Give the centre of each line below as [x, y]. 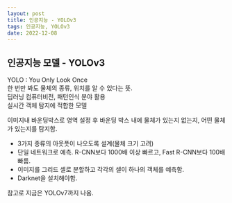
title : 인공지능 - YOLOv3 [42, 20]
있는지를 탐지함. [36, 129]
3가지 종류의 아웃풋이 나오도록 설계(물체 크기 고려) [85, 143]
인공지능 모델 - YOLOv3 [56, 63]
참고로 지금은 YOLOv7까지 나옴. [50, 193]
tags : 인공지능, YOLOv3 [39, 26]
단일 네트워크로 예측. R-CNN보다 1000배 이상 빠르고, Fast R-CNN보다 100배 [121, 152]
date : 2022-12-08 [32, 33]
